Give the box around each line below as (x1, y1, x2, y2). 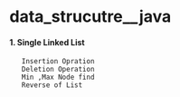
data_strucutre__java (9, 6, 172, 27)
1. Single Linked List (9, 36, 85, 47)
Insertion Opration (21, 57, 95, 66)
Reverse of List (21, 81, 83, 90)
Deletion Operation (21, 65, 95, 74)
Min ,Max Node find (21, 73, 95, 82)
